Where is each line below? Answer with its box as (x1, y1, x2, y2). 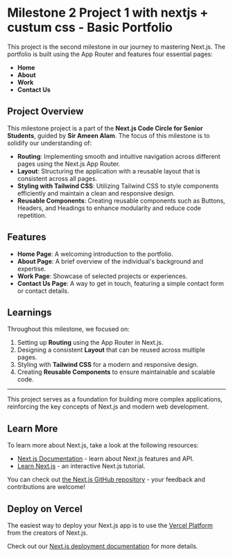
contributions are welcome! (7, 483, 85, 491)
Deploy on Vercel (7, 503, 83, 515)
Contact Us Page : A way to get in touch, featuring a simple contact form (17, 279, 224, 287)
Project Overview (7, 105, 84, 117)
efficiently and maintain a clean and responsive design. (17, 189, 175, 197)
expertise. (17, 264, 46, 273)
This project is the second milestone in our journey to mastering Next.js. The (7, 42, 225, 51)
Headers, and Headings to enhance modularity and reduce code (17, 203, 201, 212)
